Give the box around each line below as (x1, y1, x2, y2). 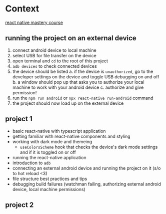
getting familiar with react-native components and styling (12, 133, 131, 139)
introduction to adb (12, 160, 51, 166)
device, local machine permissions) (12, 186, 86, 192)
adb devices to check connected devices (12, 63, 97, 69)
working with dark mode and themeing (12, 138, 92, 145)
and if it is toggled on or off (19, 149, 76, 155)
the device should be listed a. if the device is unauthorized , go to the (12, 68, 153, 74)
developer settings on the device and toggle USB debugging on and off (12, 73, 159, 80)
